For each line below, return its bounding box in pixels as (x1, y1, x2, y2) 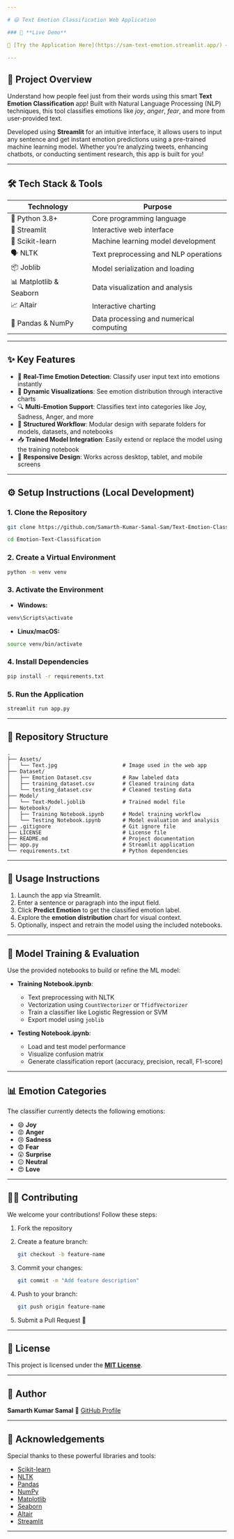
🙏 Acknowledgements (7, 1433, 105, 1445)
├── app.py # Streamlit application (7, 841, 195, 848)
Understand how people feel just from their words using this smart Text (7, 92, 212, 101)
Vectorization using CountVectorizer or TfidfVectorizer (27, 1001, 188, 1009)
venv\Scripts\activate (7, 614, 73, 621)
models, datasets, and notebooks (17, 427, 114, 436)
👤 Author (7, 1388, 47, 1399)
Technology (27, 202, 68, 211)
